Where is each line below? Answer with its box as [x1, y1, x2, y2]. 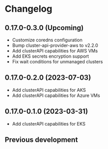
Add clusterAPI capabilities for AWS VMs [12, 48, 98, 54]
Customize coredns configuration [12, 37, 83, 43]
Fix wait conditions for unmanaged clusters [12, 59, 103, 64]
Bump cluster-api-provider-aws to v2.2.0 [12, 42, 98, 48]
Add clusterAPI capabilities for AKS [12, 87, 86, 93]
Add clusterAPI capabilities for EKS [12, 120, 86, 127]
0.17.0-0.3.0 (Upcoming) [5, 23, 84, 32]
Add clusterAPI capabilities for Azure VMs [12, 92, 100, 98]
